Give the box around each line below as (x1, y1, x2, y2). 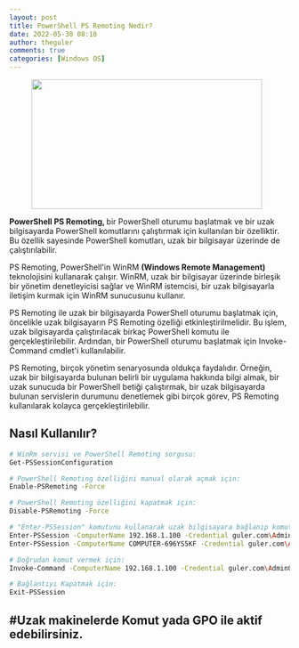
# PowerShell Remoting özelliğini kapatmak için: (9, 498, 198, 507)
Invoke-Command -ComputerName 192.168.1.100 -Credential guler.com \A (9, 563, 273, 572)
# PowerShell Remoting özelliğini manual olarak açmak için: (9, 474, 241, 483)
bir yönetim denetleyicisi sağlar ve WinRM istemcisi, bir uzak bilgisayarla (9, 281, 275, 291)
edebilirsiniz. (9, 627, 84, 642)
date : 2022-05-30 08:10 (9, 29, 98, 38)
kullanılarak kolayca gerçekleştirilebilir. (9, 401, 150, 410)
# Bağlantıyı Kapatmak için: (9, 579, 117, 588)
